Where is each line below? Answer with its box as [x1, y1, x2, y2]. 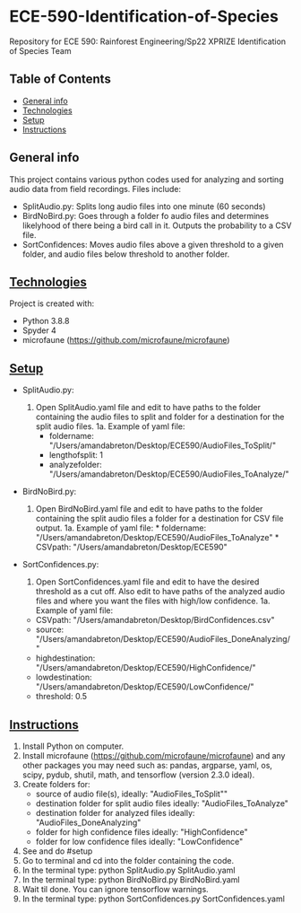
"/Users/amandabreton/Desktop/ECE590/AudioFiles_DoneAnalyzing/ [35, 634, 291, 645]
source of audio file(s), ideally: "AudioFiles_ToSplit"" [35, 788, 228, 799]
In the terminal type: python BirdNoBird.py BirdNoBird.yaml [21, 874, 240, 885]
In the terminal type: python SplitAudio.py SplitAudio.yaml [21, 865, 236, 875]
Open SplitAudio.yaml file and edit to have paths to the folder [35, 402, 262, 413]
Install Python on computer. [21, 741, 125, 751]
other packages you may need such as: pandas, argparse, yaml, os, [21, 760, 273, 770]
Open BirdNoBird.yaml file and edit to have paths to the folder [35, 504, 263, 514]
